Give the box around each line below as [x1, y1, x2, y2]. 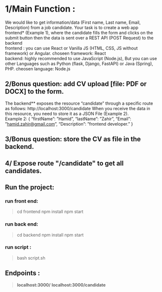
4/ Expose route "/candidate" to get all [5, 159, 124, 167]
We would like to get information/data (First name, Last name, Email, [5, 19, 141, 25]
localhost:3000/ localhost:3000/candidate [16, 282, 106, 288]
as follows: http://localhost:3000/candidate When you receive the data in [5, 105, 151, 111]
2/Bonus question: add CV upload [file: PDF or [5, 80, 147, 88]
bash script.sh [16, 255, 46, 260]
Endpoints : [5, 269, 40, 277]
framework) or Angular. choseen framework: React [5, 50, 106, 56]
